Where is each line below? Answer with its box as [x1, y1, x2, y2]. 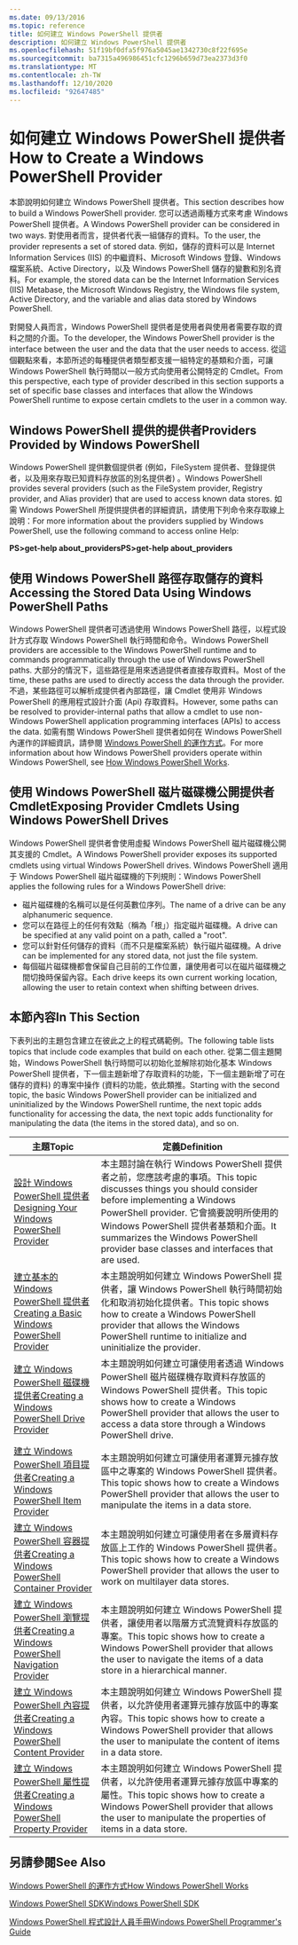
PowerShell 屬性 [13, 1776, 82, 1788]
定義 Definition [162, 1140, 223, 1153]
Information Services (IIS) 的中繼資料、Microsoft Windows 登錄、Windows [9, 252, 281, 263]
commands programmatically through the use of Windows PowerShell [9, 654, 265, 665]
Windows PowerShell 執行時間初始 [138, 1283, 283, 1295]
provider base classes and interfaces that [100, 1242, 273, 1255]
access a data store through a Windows [100, 1417, 266, 1429]
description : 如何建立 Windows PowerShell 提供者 [9, 37, 187, 47]
